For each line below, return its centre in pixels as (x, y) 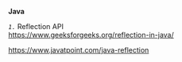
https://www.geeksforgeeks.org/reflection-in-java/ (91, 35)
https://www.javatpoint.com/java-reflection (79, 50)
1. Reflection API (36, 26)
